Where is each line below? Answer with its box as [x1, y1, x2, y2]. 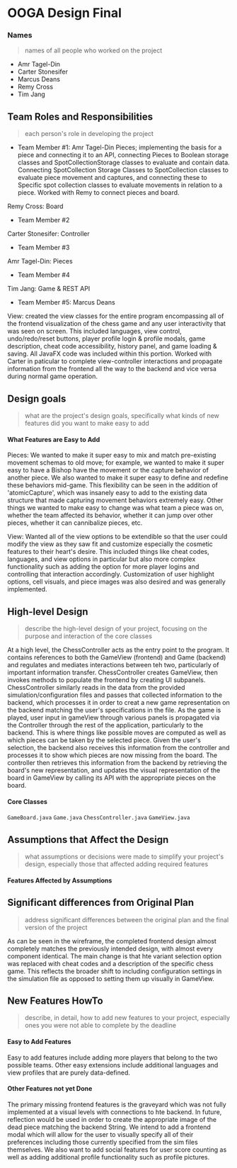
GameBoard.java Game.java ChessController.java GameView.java [7, 815, 190, 822]
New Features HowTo [7, 994, 104, 1007]
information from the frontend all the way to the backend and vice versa [7, 365, 217, 373]
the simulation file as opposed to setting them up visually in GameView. [7, 974, 214, 982]
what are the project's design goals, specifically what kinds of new [24, 412, 219, 420]
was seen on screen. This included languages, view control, [7, 327, 182, 336]
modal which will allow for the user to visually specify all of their [7, 1130, 194, 1138]
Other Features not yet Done [7, 1084, 93, 1093]
